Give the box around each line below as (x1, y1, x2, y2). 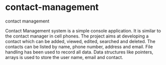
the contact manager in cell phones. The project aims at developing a (5, 33, 149, 39)
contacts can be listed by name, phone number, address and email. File (5, 43, 153, 49)
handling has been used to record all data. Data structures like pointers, (5, 49, 153, 55)
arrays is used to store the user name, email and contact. (5, 54, 123, 60)
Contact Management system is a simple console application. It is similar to (5, 27, 161, 33)
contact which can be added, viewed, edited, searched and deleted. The (5, 38, 156, 44)
